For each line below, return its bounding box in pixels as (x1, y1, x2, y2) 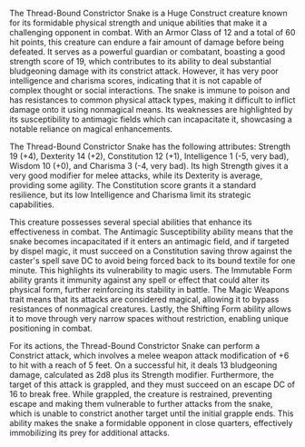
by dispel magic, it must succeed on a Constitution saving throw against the (9, 245, 292, 256)
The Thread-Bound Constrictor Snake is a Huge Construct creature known (9, 8, 288, 18)
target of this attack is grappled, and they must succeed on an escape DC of (9, 379, 296, 390)
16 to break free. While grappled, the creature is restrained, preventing (9, 389, 272, 399)
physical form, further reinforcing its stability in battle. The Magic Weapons (9, 284, 290, 294)
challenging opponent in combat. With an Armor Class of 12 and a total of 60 (9, 27, 296, 37)
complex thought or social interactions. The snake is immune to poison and (9, 85, 290, 95)
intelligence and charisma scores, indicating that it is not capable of (9, 75, 262, 85)
